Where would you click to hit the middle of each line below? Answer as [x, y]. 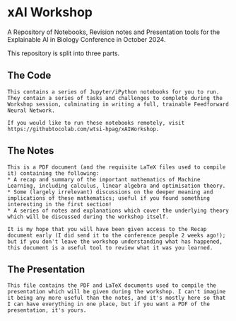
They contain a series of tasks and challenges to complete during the [115, 98]
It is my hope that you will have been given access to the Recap [107, 229]
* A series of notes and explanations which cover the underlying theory [118, 210]
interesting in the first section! [60, 204]
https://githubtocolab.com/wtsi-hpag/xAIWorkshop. [83, 129]
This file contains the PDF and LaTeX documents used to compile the [112, 286]
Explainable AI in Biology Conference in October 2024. [87, 39]
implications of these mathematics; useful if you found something [109, 198]
